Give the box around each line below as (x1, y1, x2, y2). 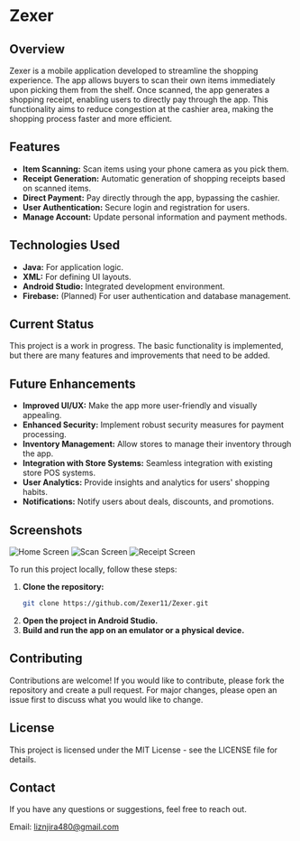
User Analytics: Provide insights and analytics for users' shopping (22, 477, 270, 488)
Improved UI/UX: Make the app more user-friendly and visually (22, 400, 258, 411)
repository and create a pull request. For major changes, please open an (9, 684, 277, 696)
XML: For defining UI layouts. (22, 271, 132, 282)
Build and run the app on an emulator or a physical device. (22, 624, 245, 635)
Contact (9, 780, 56, 795)
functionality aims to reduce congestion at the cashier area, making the (9, 104, 274, 114)
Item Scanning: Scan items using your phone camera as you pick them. (22, 164, 289, 174)
